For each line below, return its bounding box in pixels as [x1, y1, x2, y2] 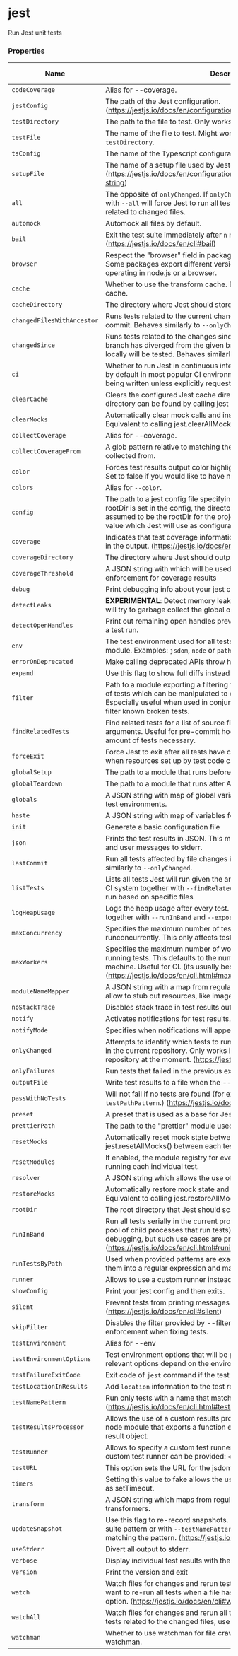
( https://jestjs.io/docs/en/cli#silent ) [105, 1307, 222, 1317]
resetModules [11, 1158, 56, 1166]
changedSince [11, 342, 56, 349]
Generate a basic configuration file [105, 822, 220, 832]
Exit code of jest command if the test [105, 1370, 230, 1380]
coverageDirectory [11, 554, 73, 561]
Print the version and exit [105, 1568, 189, 1578]
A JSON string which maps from [105, 1495, 213, 1505]
